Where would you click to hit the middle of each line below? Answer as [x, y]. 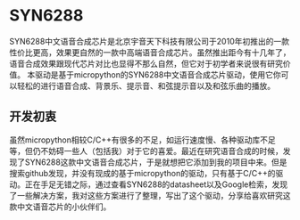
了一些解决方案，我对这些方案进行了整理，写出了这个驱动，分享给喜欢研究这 [150, 195]
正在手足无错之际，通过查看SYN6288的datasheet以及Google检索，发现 [156, 184]
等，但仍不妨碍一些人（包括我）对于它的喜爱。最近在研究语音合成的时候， [146, 151]
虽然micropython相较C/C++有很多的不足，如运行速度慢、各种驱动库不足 [143, 140]
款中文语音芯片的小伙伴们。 [60, 207]
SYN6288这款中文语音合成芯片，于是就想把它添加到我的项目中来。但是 [156, 162]
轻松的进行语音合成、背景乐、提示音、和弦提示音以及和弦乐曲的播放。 [146, 86]
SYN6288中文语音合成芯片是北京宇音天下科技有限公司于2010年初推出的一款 [150, 41]
